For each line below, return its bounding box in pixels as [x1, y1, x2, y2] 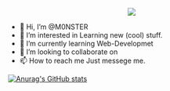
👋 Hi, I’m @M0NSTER [19, 22, 89, 31]
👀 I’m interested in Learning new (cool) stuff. [19, 31, 163, 39]
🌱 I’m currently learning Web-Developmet [19, 39, 154, 48]
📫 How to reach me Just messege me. [19, 56, 146, 65]
